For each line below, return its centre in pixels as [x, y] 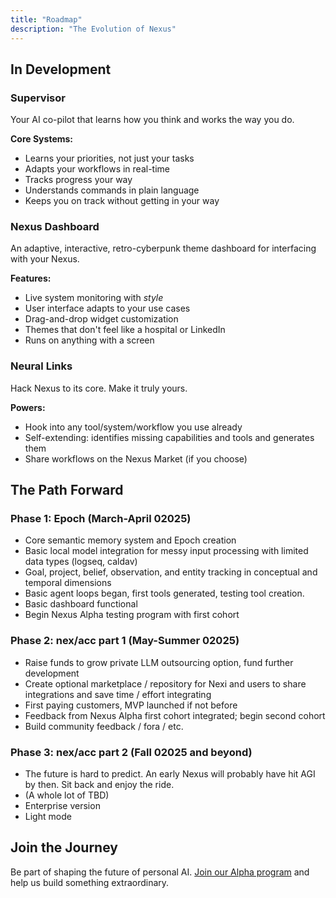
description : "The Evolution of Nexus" [93, 29]
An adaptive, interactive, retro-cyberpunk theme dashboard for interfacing [163, 248]
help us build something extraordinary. [90, 882]
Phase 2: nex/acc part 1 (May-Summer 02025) [125, 641]
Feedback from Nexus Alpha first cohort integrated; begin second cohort [175, 715]
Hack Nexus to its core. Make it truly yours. [99, 388]
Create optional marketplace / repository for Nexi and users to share [165, 683]
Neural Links [41, 366]
